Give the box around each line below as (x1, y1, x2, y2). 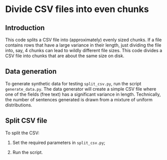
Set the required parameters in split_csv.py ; (12, 139, 105, 145)
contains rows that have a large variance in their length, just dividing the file (5, 42, 161, 48)
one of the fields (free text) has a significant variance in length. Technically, (5, 91, 161, 97)
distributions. (5, 102, 33, 108)
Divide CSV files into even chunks (5, 4, 149, 15)
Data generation (5, 67, 57, 76)
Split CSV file (5, 116, 48, 125)
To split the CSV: (5, 129, 40, 136)
